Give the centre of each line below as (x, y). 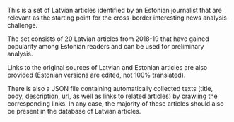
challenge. (23, 25)
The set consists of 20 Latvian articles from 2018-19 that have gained (109, 39)
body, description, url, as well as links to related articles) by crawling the (112, 96)
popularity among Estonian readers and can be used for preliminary (106, 46)
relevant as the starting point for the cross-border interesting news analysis (117, 18)
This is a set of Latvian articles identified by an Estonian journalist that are (115, 10)
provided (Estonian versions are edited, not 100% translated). (96, 75)
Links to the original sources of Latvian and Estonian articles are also (107, 67)
